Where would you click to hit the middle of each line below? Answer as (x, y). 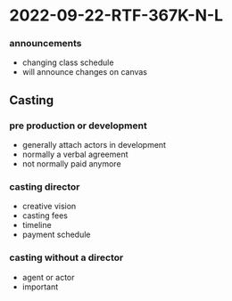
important (40, 287)
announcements (46, 44)
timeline (37, 225)
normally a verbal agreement (75, 155)
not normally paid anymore (72, 164)
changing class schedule (68, 62)
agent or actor (48, 277)
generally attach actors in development (94, 145)
